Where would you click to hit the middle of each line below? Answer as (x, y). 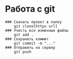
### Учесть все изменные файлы (37, 30)
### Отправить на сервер (30, 47)
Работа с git (30, 9)
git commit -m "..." (35, 43)
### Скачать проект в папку (34, 22)
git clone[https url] (36, 26)
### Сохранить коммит (27, 39)
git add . (24, 35)
